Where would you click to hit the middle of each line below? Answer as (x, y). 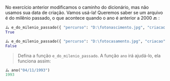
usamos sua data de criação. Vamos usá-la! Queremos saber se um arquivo (84, 13)
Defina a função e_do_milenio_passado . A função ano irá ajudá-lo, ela (89, 55)
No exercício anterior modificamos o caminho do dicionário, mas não (77, 7)
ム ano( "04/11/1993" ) (28, 70)
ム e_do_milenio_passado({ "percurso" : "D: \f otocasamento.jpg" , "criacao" (85, 41)
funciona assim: (34, 61)
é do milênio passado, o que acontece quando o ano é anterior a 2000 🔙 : (83, 18)
